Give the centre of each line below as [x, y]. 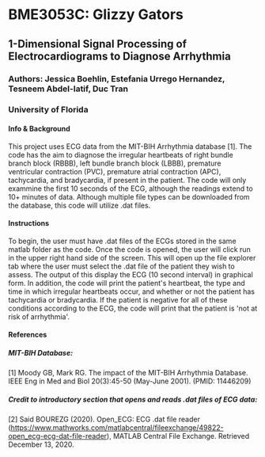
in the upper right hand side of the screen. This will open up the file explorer [132, 257]
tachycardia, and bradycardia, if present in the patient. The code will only [127, 180]
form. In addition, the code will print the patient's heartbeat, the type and [127, 283]
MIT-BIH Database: [41, 353]
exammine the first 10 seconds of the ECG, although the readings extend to [131, 189]
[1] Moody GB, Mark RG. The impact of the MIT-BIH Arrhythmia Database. [128, 373]
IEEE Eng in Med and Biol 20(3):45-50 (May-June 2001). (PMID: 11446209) [130, 381]
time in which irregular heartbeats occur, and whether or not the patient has [132, 291]
